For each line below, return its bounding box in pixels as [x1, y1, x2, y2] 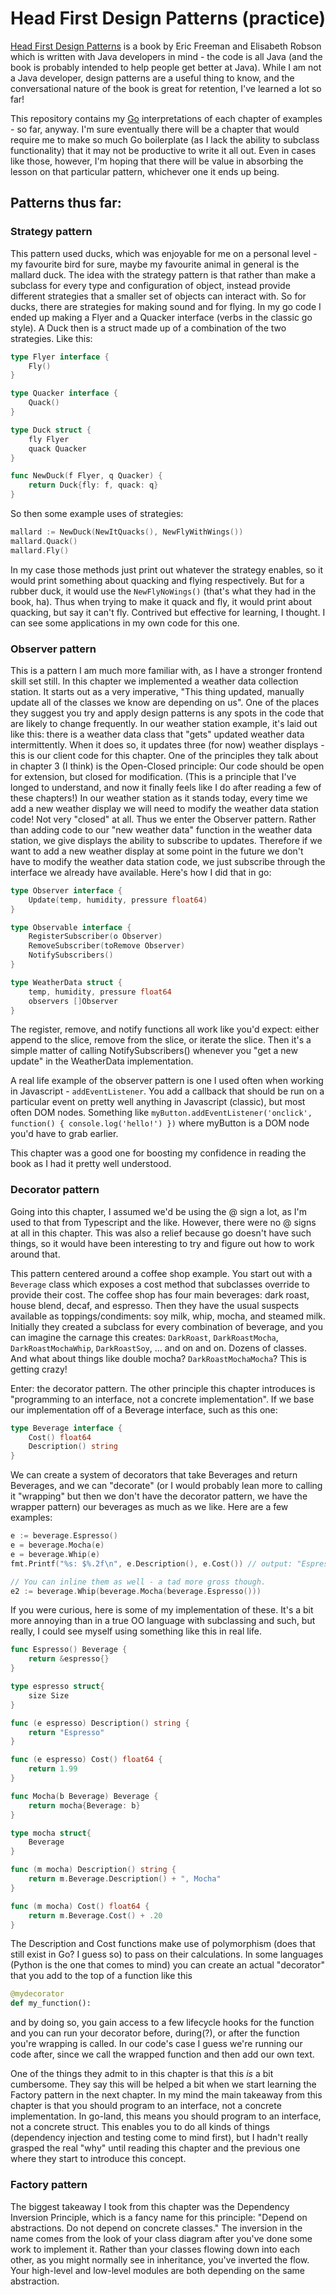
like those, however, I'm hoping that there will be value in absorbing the [10, 155, 304, 167]
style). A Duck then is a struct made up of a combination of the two [10, 322, 287, 334]
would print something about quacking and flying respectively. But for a [10, 574, 305, 586]
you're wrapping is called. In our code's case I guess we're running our [10, 2038, 303, 2050]
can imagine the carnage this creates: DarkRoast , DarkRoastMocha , [10, 1331, 279, 1343]
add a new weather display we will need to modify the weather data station [10, 802, 320, 814]
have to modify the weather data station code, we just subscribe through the [10, 855, 326, 867]
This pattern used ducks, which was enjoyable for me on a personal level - [10, 247, 318, 259]
